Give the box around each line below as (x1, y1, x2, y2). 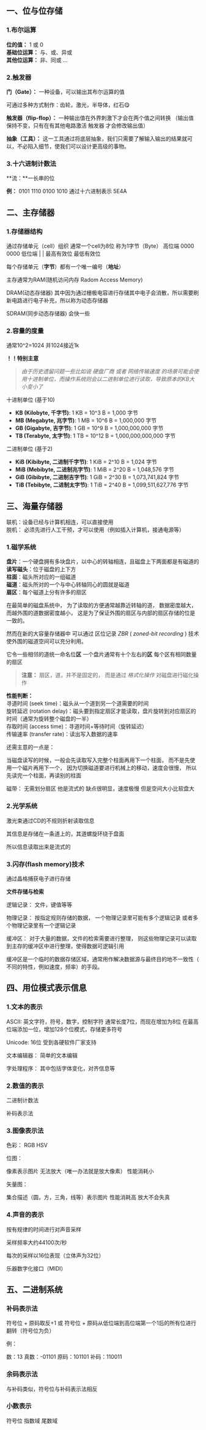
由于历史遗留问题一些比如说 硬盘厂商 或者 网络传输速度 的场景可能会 (21, 367, 194, 375)
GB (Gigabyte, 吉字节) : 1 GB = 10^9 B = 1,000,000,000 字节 (15, 425, 164, 432)
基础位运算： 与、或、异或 (6, 48, 72, 56)
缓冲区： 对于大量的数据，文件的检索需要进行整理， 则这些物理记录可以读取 (6, 934, 197, 942)
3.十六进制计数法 (6, 159, 57, 167)
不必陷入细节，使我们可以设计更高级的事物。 (17, 142, 130, 150)
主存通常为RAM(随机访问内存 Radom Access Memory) (6, 275, 143, 283)
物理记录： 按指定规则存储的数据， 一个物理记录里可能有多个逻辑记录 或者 (6, 913, 193, 921)
